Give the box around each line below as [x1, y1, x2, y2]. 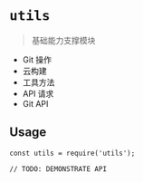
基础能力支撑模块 [31, 34, 96, 45]
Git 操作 [22, 53, 52, 65]
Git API [22, 98, 49, 109]
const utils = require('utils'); [9, 148, 136, 158]
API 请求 [22, 88, 54, 99]
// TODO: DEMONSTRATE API [9, 164, 107, 174]
